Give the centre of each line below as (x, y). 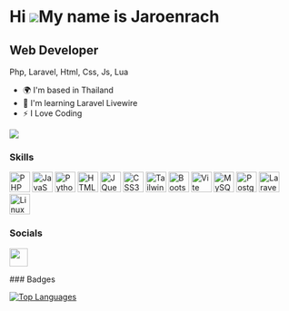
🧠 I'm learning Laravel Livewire (80, 103)
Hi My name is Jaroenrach (115, 17)
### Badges (33, 279)
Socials (26, 233)
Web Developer (54, 50)
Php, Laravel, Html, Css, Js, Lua (69, 72)
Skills (22, 157)
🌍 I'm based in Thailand (68, 90)
